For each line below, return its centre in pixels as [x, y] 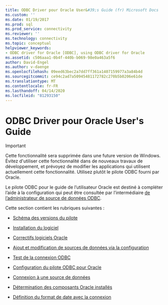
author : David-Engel [27, 62]
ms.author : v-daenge [27, 67]
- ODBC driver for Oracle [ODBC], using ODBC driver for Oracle [75, 53]
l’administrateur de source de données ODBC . [54, 198]
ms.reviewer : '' [22, 34]
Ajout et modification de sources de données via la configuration [81, 248]
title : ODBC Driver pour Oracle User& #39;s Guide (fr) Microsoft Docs [82, 10]
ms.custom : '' [20, 15]
